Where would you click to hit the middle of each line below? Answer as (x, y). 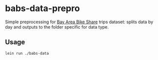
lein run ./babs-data (27, 53)
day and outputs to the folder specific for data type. (57, 27)
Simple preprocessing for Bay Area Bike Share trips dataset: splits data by (79, 22)
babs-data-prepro (42, 8)
